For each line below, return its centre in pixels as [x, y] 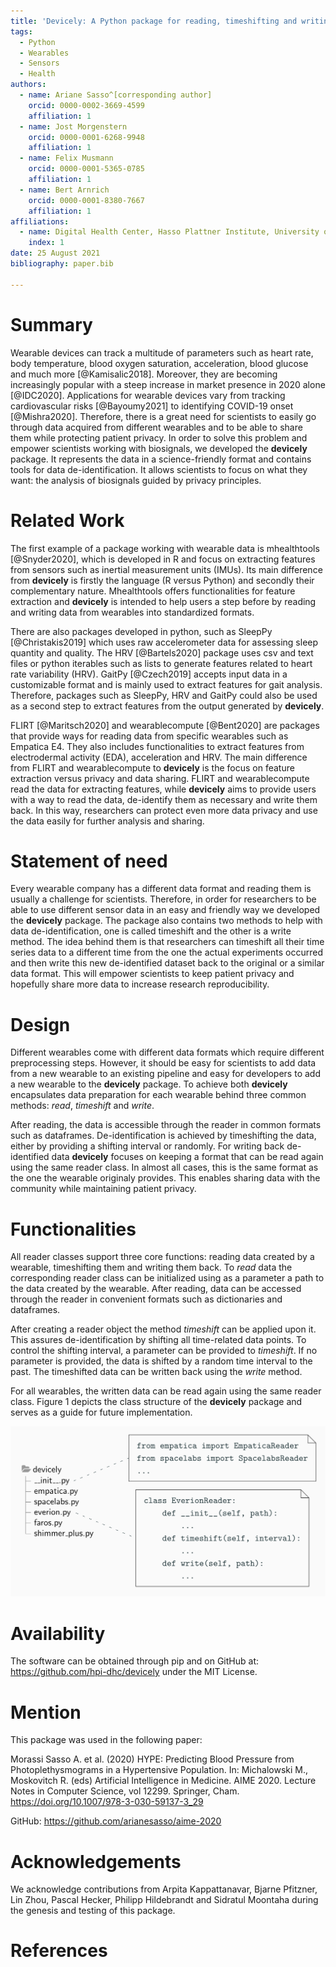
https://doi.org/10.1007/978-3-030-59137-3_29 [107, 1802]
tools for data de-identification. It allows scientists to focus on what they [159, 469]
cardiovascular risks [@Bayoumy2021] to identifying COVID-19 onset [152, 406]
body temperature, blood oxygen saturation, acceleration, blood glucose [159, 363]
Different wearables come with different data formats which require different [167, 1052]
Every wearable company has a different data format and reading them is [161, 889]
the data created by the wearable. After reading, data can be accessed [156, 1289]
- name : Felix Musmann [66, 158]
